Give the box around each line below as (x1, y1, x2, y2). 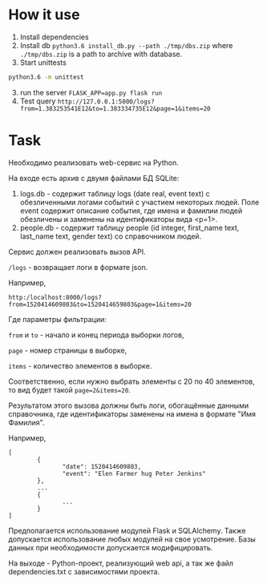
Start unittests (19, 58, 67, 67)
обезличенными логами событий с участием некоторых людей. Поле (19, 197, 260, 207)
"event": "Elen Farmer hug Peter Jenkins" (62, 469, 206, 477)
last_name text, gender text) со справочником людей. (19, 231, 202, 241)
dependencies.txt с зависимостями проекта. (8, 566, 160, 576)
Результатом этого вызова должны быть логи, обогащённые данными (8, 401, 249, 410)
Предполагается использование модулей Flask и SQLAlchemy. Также (8, 526, 246, 535)
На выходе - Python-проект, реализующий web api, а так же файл (8, 558, 234, 568)
